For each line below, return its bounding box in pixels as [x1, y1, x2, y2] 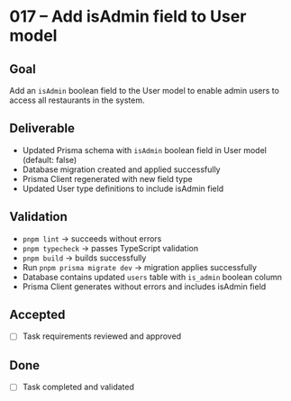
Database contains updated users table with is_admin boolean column [22, 271, 282, 282]
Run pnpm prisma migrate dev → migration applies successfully [22, 261, 258, 272]
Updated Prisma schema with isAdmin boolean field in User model [22, 144, 268, 155]
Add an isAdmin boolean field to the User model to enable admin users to [9, 86, 279, 96]
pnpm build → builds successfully [22, 252, 147, 263]
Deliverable [9, 121, 75, 136]
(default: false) [22, 154, 77, 165]
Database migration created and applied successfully [22, 164, 221, 175]
